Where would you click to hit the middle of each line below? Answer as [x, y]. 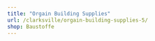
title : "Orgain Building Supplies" [59, 14]
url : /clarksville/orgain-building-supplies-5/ [78, 20]
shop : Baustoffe [31, 26]
